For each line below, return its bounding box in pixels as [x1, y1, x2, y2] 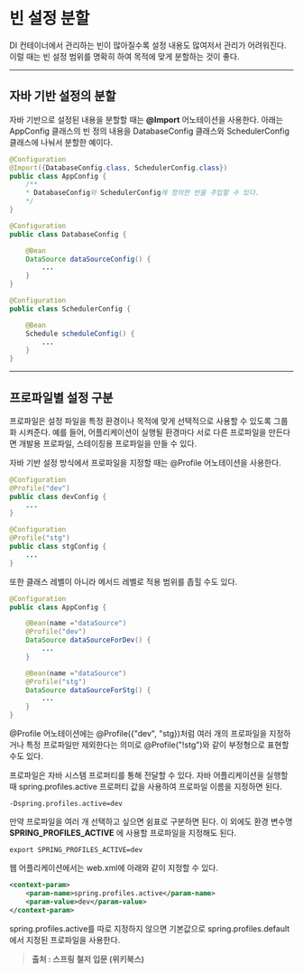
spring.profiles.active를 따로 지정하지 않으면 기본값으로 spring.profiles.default [9, 922, 290, 934]
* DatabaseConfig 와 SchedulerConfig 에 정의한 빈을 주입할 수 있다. [25, 189, 260, 198]
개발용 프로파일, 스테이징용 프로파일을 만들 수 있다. [18, 438, 197, 449]
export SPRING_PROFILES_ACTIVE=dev [9, 846, 143, 855]
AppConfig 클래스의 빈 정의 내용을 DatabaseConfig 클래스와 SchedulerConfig [9, 125, 290, 136]
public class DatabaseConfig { [9, 229, 127, 239]
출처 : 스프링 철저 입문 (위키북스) [31, 953, 145, 964]
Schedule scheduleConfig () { [25, 329, 135, 338]
